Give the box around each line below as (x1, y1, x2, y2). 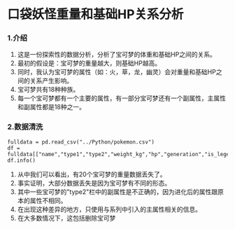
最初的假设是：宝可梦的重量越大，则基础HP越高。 (17, 59, 162, 67)
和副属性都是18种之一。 (17, 103, 86, 111)
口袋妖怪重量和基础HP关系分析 (7, 6, 184, 22)
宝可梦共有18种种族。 (17, 85, 80, 94)
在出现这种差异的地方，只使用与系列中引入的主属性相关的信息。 (17, 204, 201, 214)
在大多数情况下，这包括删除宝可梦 (17, 214, 116, 222)
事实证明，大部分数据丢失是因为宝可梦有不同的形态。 (17, 179, 171, 187)
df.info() (7, 157, 36, 164)
